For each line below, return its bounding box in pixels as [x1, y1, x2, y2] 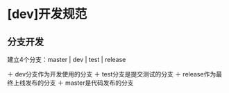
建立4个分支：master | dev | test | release [7, 56, 126, 63]
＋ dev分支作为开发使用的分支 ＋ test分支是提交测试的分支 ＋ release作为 [7, 70, 217, 78]
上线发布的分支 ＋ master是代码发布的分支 [12, 79, 134, 87]
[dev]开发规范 [7, 6, 87, 22]
